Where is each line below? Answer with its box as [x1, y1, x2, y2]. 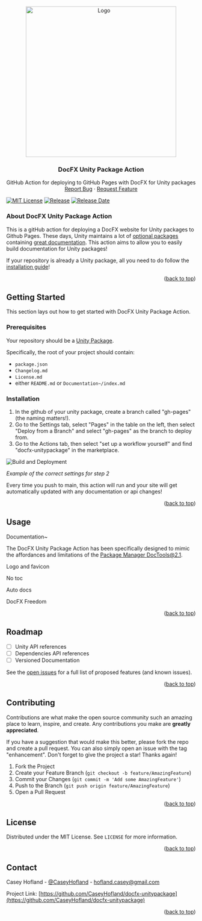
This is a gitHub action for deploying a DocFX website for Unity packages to [6, 226, 194, 233]
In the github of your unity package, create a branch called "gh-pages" [14, 408, 191, 415]
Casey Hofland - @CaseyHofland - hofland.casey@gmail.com [6, 878, 160, 885]
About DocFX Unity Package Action [6, 212, 112, 220]
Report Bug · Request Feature [64, 186, 138, 193]
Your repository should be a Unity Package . [6, 337, 114, 344]
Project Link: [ [6, 890, 41, 898]
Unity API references [14, 643, 67, 650]
